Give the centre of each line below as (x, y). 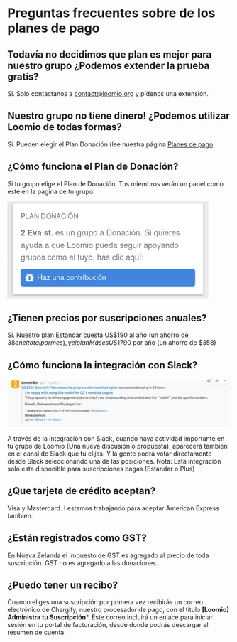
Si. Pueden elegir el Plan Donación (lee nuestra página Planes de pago (110, 144)
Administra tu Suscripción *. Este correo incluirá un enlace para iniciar (110, 617)
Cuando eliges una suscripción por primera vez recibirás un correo (105, 602)
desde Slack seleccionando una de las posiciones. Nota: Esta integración (114, 461)
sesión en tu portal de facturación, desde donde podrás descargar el (108, 625)
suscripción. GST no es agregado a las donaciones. (83, 562)
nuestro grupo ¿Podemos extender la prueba (109, 65)
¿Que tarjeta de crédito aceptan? (82, 491)
